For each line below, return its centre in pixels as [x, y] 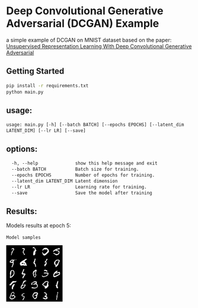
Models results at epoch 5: [39, 225]
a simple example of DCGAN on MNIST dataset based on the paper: [89, 40]
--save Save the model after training [82, 193]
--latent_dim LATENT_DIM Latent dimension [65, 181]
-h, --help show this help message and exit [85, 163]
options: [22, 149]
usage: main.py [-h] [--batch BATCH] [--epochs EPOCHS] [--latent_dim [95, 125]
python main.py [25, 92]
